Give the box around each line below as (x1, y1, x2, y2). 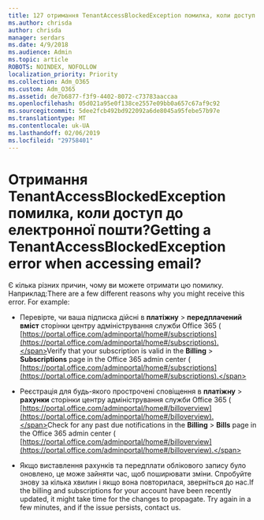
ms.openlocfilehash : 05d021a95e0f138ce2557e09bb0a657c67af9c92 (8, 100, 221, 107)
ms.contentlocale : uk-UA (8, 122, 90, 130)
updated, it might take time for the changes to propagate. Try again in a (19, 495, 251, 504)
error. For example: (8, 297, 70, 307)
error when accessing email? (8, 254, 203, 273)
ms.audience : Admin (8, 48, 73, 56)
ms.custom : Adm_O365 (8, 85, 76, 93)
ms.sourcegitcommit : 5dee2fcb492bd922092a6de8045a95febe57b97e (8, 107, 221, 115)
